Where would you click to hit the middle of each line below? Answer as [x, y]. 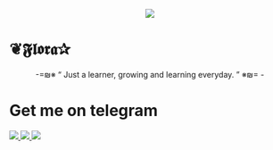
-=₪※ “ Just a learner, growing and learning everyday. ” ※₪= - [150, 74]
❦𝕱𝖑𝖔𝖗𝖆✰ [40, 50]
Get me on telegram [84, 111]
